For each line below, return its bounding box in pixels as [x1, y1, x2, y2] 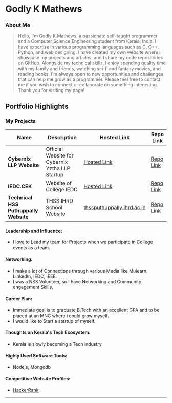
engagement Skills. [12, 284, 53, 290]
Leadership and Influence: [5, 228, 62, 234]
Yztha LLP [46, 165, 71, 172]
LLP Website [8, 162, 39, 169]
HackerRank [12, 387, 39, 393]
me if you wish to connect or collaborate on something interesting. [17, 82, 158, 88]
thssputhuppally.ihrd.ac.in [83, 204, 146, 211]
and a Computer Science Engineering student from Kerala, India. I [17, 38, 157, 44]
